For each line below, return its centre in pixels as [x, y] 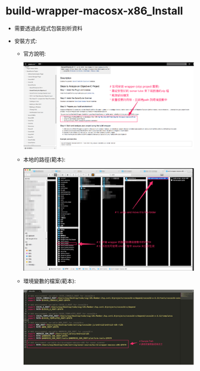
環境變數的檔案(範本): [49, 281]
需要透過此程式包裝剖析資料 [48, 28]
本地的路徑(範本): [44, 160]
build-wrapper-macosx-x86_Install [94, 11]
